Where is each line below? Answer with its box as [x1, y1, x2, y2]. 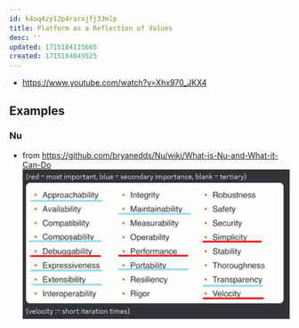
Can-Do [21, 159, 52, 170]
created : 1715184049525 [9, 52, 98, 61]
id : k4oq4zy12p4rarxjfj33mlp [9, 14, 117, 23]
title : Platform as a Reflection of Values [9, 23, 174, 33]
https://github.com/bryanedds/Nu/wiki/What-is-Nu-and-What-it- [41, 149, 279, 160]
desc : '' [9, 33, 42, 42]
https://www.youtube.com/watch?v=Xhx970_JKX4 [21, 77, 207, 88]
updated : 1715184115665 [9, 43, 98, 52]
